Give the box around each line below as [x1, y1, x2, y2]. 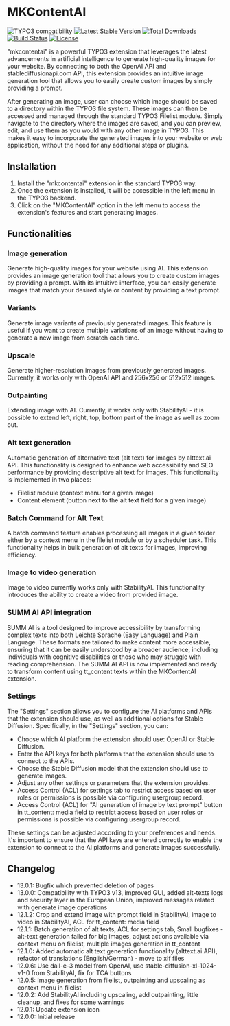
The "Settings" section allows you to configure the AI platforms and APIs [7, 707, 213, 715]
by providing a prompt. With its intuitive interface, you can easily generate [7, 279, 216, 287]
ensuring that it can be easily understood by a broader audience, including [7, 645, 218, 653]
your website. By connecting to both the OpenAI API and [7, 62, 167, 70]
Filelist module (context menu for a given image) [16, 489, 154, 497]
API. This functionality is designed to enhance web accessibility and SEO [7, 460, 214, 469]
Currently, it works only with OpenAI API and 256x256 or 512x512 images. [7, 373, 216, 382]
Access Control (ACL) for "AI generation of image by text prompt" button [16, 800, 223, 808]
